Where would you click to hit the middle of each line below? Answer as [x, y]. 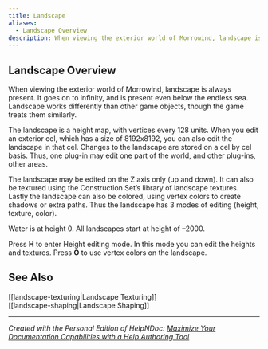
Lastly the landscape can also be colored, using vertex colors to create [125, 197]
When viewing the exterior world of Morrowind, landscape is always [120, 89]
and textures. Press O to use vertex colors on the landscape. [108, 253]
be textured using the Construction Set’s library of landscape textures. [124, 188]
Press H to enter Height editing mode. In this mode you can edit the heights [132, 245]
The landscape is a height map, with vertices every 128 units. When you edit [134, 130]
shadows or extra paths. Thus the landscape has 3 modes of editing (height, [134, 205]
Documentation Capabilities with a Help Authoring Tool [99, 336]
